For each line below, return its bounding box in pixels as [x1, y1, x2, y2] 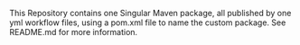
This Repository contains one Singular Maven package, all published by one [9, 8, 292, 18]
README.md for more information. [9, 27, 138, 37]
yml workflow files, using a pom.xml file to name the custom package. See [9, 17, 286, 28]
